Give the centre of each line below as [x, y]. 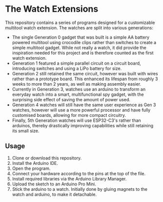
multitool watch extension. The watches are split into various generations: [79, 27]
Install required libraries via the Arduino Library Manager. [69, 179]
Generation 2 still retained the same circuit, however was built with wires [85, 73]
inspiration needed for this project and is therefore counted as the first [83, 53]
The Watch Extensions [52, 9]
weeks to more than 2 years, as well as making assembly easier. [77, 84]
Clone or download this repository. [47, 158]
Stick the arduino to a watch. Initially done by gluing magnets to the [80, 189]
